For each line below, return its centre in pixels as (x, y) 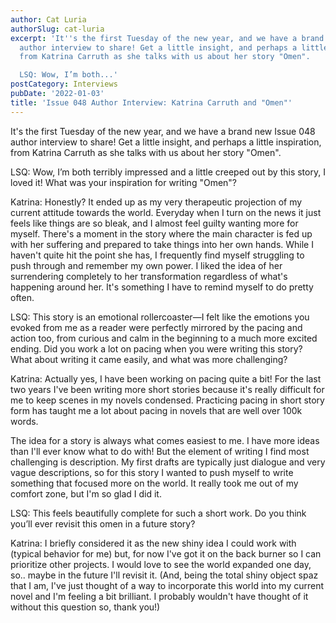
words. (24, 421)
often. (22, 297)
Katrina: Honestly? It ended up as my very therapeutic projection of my (156, 202)
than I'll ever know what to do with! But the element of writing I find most (160, 451)
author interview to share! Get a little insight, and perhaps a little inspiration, (166, 142)
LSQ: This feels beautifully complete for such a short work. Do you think (158, 513)
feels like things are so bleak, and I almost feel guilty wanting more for (154, 223)
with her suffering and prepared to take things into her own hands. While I (162, 244)
